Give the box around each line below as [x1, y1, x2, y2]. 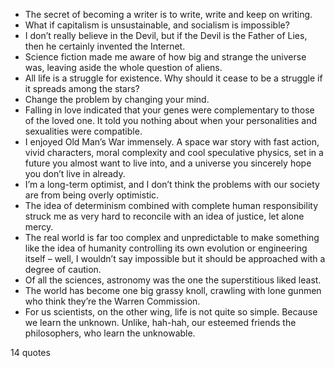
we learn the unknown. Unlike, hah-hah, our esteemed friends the [24, 317, 297, 328]
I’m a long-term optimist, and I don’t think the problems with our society [24, 179, 320, 190]
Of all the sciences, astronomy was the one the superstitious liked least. [24, 274, 322, 286]
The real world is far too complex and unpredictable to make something [24, 232, 320, 243]
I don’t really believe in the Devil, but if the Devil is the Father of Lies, [24, 30, 308, 41]
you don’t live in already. [24, 168, 126, 179]
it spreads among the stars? [24, 83, 140, 94]
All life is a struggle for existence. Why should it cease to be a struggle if [24, 72, 323, 84]
